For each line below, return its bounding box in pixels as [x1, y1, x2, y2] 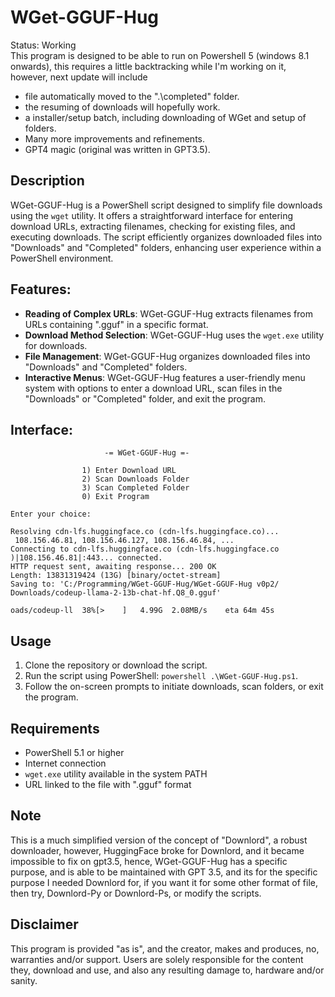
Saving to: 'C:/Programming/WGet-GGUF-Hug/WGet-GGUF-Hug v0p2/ [10, 579, 280, 590]
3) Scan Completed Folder [81, 483, 190, 493]
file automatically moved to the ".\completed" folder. [24, 90, 240, 102]
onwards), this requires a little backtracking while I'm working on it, [10, 60, 287, 72]
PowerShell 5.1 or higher [24, 747, 125, 758]
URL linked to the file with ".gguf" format [24, 779, 192, 790]
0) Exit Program [81, 492, 150, 502]
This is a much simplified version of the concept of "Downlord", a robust [10, 834, 308, 846]
